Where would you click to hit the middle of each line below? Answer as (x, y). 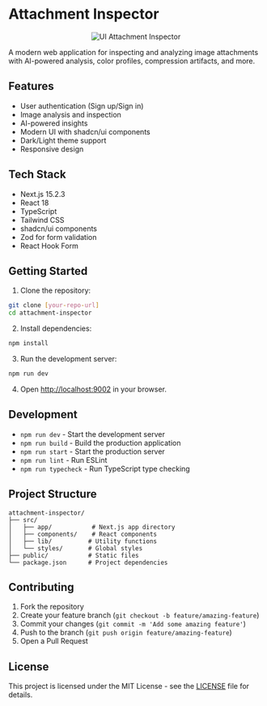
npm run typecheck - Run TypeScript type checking (105, 469)
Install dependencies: (56, 328)
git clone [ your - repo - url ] (54, 306)
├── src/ (23, 520)
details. (21, 695)
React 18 (34, 203)
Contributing (41, 587)
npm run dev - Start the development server (93, 434)
